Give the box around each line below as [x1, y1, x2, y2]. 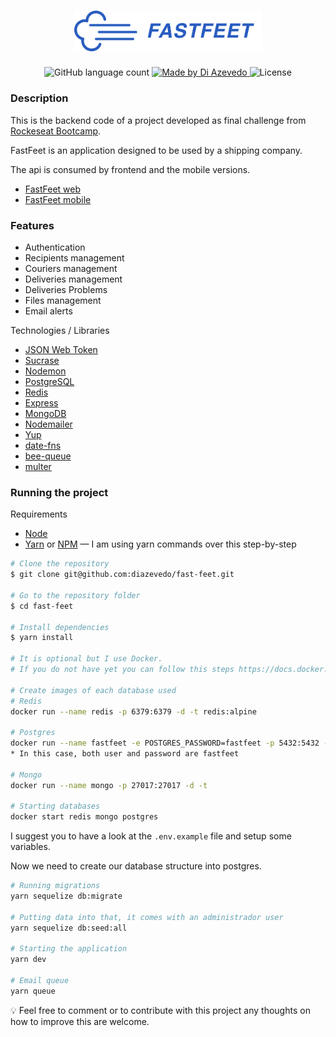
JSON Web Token [24, 344, 98, 355]
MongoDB [24, 408, 67, 419]
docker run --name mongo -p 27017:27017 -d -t [10, 780, 208, 790]
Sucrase [24, 355, 60, 366]
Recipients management [24, 252, 125, 264]
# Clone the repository [10, 559, 110, 569]
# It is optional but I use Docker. [10, 654, 163, 664]
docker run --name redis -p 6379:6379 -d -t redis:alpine [10, 706, 257, 717]
